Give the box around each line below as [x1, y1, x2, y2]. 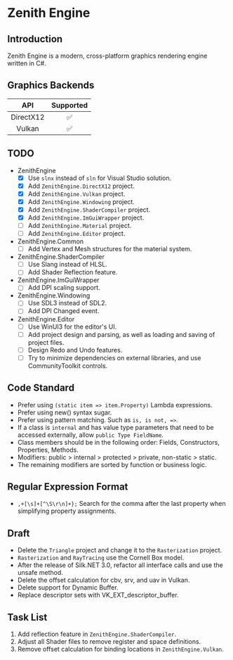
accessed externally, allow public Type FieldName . [17, 431, 164, 439]
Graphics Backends [7, 80, 95, 91]
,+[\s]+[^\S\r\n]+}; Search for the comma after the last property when [17, 500, 226, 508]
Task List [7, 611, 48, 623]
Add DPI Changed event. [27, 307, 100, 315]
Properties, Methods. [17, 445, 79, 454]
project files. [27, 338, 65, 346]
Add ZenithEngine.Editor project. [27, 229, 126, 238]
